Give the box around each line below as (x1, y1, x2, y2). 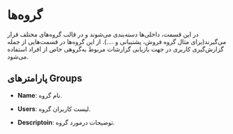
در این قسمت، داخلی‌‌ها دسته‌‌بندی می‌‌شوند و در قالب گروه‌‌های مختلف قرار (7, 30, 199, 38)
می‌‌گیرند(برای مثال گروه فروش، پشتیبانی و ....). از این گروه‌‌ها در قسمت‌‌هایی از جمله (7, 37, 227, 45)
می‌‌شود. (7, 52, 29, 61)
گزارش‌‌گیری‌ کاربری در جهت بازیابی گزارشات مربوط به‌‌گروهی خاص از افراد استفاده (7, 45, 224, 53)
